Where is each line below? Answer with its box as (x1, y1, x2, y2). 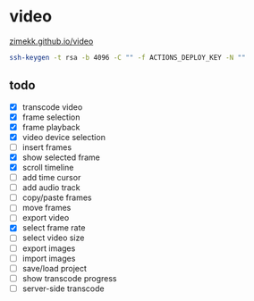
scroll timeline (21, 163, 74, 172)
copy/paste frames (21, 192, 92, 203)
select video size (21, 232, 85, 243)
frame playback (21, 121, 80, 132)
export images (21, 243, 76, 254)
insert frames (21, 141, 72, 153)
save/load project (21, 263, 88, 273)
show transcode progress (21, 272, 117, 283)
